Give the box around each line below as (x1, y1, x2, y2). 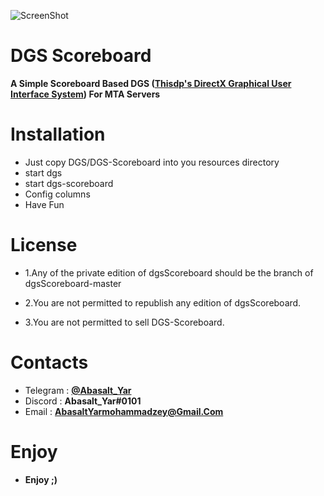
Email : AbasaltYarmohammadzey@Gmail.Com (24, 405, 224, 417)
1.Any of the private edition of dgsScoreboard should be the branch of (24, 266, 314, 279)
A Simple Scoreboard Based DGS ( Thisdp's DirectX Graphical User (10, 77, 292, 89)
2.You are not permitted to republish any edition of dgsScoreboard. (24, 296, 302, 309)
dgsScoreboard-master (24, 277, 122, 289)
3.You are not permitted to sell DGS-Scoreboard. (24, 316, 225, 328)
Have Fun (24, 198, 65, 210)
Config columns (24, 188, 91, 200)
